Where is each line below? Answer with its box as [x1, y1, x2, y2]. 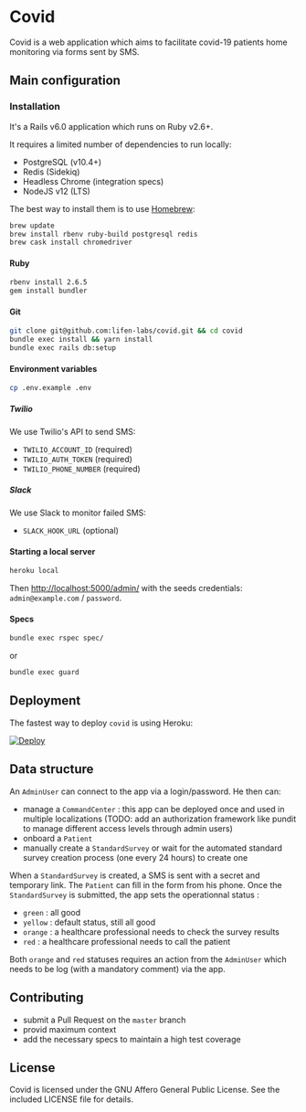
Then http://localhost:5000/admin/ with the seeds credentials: [9, 583, 243, 594]
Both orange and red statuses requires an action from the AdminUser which [9, 953, 287, 965]
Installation [9, 101, 61, 113]
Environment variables [9, 363, 98, 374]
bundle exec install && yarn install [9, 335, 153, 344]
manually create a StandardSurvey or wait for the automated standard [22, 842, 283, 853]
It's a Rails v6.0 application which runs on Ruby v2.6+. [9, 121, 214, 132]
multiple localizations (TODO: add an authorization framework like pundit [22, 813, 297, 824]
